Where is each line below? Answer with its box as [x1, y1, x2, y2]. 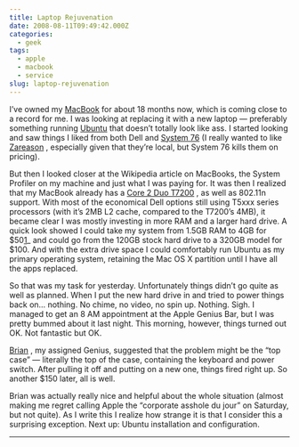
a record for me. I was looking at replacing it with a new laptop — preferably [9, 113, 287, 124]
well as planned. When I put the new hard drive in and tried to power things [9, 289, 285, 300]
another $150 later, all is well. [9, 373, 116, 384]
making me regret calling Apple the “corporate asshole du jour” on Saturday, [9, 400, 289, 410]
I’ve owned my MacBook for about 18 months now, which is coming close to [9, 103, 287, 114]
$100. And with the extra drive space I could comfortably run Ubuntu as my [9, 244, 285, 255]
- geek [17, 37, 42, 47]
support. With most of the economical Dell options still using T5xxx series [9, 197, 279, 207]
